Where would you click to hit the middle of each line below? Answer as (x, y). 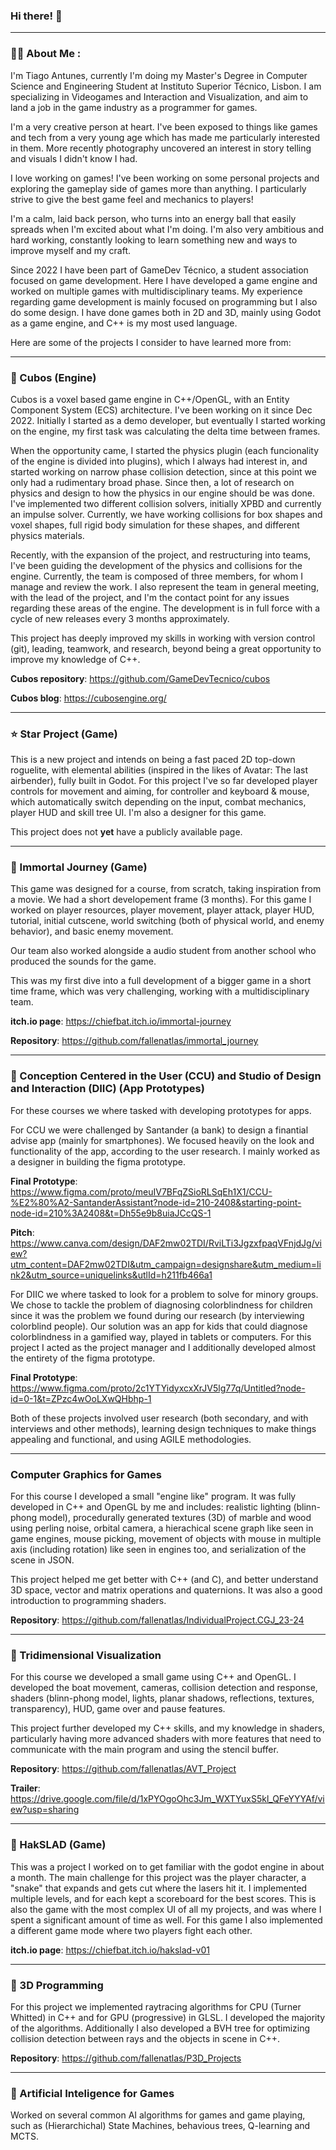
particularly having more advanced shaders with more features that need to (166, 1739)
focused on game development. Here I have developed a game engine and (164, 280)
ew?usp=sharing (45, 1810)
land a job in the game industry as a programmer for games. (134, 107)
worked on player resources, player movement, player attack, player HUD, (162, 910)
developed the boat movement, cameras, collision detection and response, (164, 1688)
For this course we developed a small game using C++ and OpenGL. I (153, 1677)
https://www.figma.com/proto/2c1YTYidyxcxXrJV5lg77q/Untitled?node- (158, 1388)
